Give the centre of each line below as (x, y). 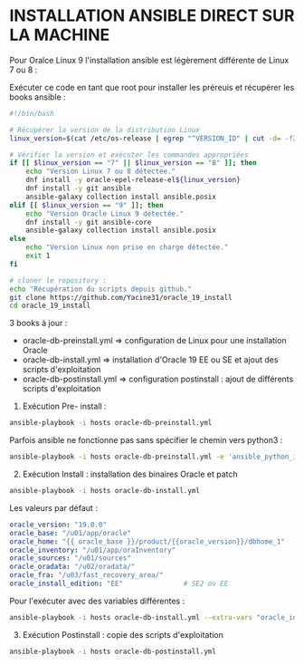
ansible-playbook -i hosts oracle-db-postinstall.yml (113, 651)
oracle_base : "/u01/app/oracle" (70, 533)
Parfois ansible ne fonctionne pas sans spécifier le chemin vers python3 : (146, 440)
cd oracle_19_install (50, 306)
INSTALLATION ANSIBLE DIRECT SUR (152, 16)
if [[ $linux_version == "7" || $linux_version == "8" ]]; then (133, 163)
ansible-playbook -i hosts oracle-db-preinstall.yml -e (117, 457)
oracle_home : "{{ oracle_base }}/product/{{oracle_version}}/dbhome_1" (147, 541)
